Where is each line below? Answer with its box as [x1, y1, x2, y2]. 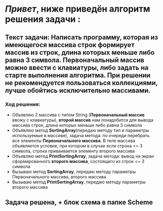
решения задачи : [5, 14, 81, 25]
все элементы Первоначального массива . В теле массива [12, 138, 135, 143]
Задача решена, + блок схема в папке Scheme [5, 198, 153, 207]
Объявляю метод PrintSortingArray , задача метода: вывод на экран [12, 153, 154, 159]
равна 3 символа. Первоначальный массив [5, 56, 145, 64]
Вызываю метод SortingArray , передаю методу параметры [12, 169, 136, 175]
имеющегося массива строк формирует [5, 40, 135, 49]
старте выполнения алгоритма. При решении [5, 71, 151, 79]
